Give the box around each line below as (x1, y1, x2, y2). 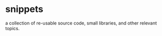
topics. (5, 25, 20, 31)
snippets (5, 3, 43, 15)
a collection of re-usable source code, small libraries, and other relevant (5, 20, 157, 26)
